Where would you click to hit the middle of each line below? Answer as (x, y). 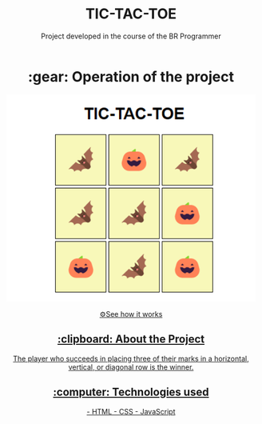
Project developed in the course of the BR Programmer (131, 36)
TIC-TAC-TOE (131, 14)
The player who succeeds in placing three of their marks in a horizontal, (131, 358)
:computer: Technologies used (131, 392)
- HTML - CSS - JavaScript (131, 411)
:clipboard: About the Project (131, 340)
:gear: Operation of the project (131, 77)
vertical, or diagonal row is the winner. (131, 367)
